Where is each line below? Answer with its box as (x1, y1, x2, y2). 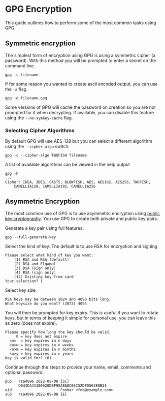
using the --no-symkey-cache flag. (5, 115, 73, 121)
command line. (5, 62, 35, 68)
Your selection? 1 (5, 278, 43, 283)
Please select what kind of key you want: (5, 252, 94, 258)
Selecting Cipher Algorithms (5, 127, 75, 134)
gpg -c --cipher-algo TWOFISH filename (5, 153, 87, 158)
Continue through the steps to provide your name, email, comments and (5, 364, 151, 370)
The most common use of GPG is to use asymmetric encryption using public (5, 210, 160, 216)
